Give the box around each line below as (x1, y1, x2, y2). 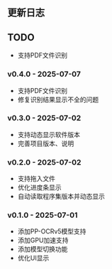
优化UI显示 (17, 254, 50, 263)
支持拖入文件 (17, 175, 55, 183)
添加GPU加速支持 (17, 236, 69, 245)
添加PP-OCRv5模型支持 (17, 227, 86, 236)
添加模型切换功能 (17, 245, 68, 253)
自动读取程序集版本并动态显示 (17, 192, 105, 201)
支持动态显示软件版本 (17, 130, 80, 138)
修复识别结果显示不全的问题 (17, 95, 99, 104)
